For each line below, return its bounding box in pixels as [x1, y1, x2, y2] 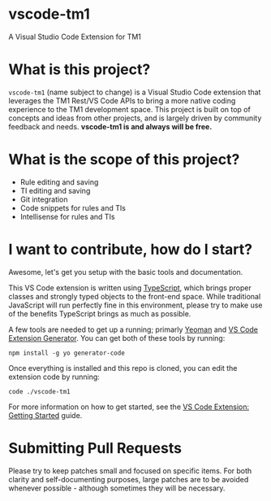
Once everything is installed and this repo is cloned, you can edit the [8, 363, 238, 372]
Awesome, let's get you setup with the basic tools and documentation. [8, 267, 243, 277]
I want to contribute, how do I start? [8, 241, 253, 259]
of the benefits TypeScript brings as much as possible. [8, 308, 191, 318]
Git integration [19, 194, 68, 204]
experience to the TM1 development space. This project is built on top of [8, 104, 252, 114]
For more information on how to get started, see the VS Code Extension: [8, 402, 250, 412]
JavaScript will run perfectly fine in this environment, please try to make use [8, 300, 263, 310]
